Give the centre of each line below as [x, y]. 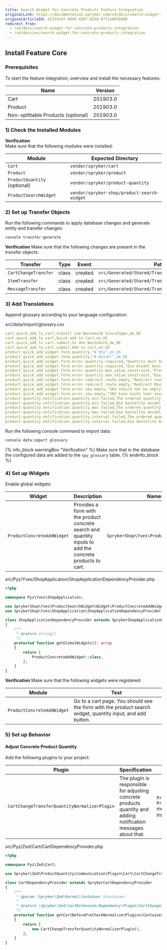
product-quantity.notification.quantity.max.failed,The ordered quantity [83, 408]
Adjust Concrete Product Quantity [41, 746]
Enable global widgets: [28, 484]
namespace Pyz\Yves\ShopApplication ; [44, 597]
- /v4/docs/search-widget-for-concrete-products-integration [74, 28]
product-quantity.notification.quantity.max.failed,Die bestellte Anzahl [83, 412]
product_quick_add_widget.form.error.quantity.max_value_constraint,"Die [83, 375]
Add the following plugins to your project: [47, 758]
